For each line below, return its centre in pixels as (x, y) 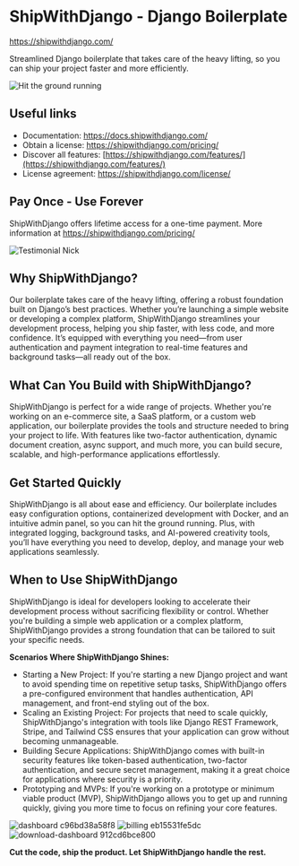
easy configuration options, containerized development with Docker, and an (149, 514)
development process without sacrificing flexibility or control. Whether (139, 611)
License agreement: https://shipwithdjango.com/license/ (126, 173)
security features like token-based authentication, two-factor (135, 760)
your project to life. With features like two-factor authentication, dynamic (143, 436)
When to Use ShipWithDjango (94, 580)
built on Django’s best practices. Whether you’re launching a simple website (149, 309)
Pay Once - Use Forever (77, 202)
